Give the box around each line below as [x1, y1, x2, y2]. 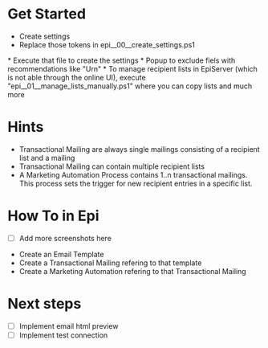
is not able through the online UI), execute [7, 72, 146, 82]
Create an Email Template [18, 249, 104, 259]
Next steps [7, 295, 82, 313]
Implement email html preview [18, 321, 119, 330]
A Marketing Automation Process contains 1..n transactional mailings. [18, 170, 248, 179]
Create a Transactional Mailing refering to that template [18, 258, 202, 268]
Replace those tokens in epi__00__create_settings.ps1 [18, 39, 196, 49]
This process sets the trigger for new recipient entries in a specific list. [18, 178, 253, 188]
